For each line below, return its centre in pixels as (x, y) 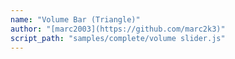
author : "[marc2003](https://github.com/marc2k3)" (118, 29)
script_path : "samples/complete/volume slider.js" (118, 38)
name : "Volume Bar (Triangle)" (75, 19)
